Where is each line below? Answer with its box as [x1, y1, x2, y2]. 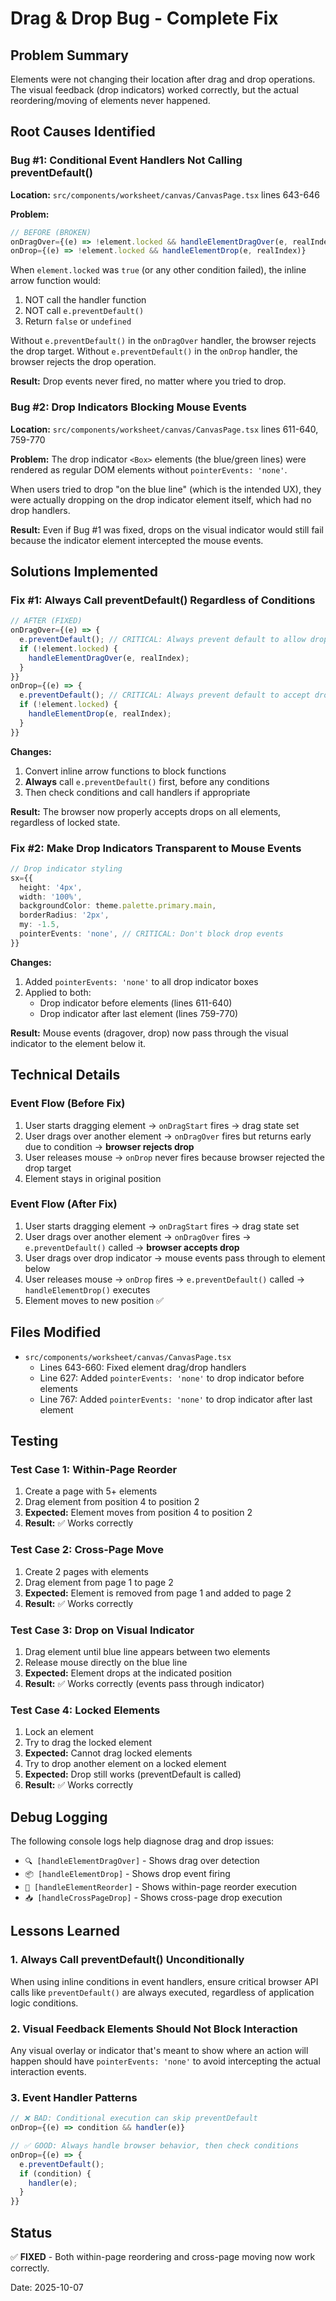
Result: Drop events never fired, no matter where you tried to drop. [10, 375, 287, 387]
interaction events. [10, 2066, 87, 2078]
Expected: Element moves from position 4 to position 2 [24, 1507, 253, 1519]
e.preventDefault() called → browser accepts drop [24, 1241, 240, 1253]
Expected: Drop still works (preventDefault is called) [24, 1768, 242, 1781]
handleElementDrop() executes [24, 1283, 151, 1296]
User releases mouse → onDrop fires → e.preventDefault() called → [24, 1273, 306, 1285]
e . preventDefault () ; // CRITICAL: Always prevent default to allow [19, 635, 307, 645]
